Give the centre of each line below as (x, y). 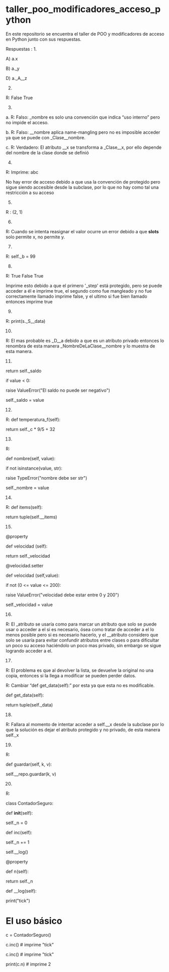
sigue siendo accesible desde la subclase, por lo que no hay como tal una (82, 187)
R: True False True (25, 276)
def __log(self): (21, 891)
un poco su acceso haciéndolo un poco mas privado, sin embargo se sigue (83, 645)
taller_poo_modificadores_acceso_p (83, 9)
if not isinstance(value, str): (34, 468)
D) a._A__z (16, 78)
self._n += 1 (18, 842)
